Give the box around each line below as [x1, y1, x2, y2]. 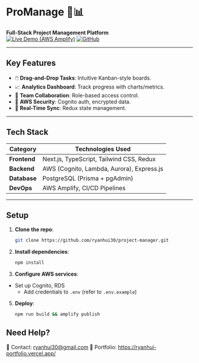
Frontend [9, 154, 36, 163]
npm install [14, 260, 44, 266]
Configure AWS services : [14, 270, 79, 277]
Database [9, 174, 37, 182]
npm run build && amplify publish [14, 311, 100, 317]
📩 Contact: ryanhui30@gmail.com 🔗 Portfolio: [6, 343, 117, 351]
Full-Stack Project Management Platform [6, 29, 109, 36]
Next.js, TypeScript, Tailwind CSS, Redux [42, 154, 156, 163]
